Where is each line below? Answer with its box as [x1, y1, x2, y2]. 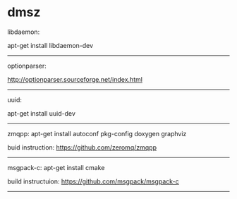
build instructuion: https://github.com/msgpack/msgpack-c [7, 177, 179, 186]
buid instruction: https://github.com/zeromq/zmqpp [7, 143, 157, 152]
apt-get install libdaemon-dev [7, 41, 94, 49]
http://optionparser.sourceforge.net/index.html [7, 75, 143, 83]
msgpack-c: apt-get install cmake [7, 163, 105, 171]
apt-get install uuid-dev [7, 109, 76, 117]
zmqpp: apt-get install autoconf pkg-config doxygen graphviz [7, 129, 187, 138]
